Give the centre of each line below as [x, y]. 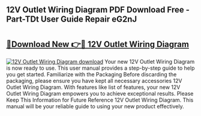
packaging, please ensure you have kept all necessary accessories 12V [94, 81]
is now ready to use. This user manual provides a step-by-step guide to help [100, 68]
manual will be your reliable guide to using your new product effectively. [95, 106]
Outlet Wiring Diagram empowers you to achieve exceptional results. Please [100, 93]
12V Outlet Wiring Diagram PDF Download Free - [98, 10]
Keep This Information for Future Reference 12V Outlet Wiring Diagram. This [100, 100]
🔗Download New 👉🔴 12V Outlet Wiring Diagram [97, 44]
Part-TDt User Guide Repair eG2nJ [72, 20]
